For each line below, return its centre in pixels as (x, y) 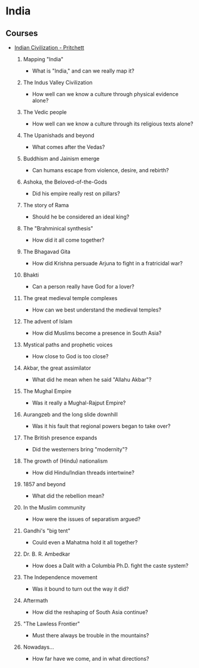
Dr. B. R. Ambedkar (47, 554)
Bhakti (31, 275)
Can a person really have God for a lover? (83, 287)
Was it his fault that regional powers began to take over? (101, 426)
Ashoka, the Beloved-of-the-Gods (65, 182)
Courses (22, 33)
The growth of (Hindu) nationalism (65, 461)
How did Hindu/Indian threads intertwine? (83, 473)
